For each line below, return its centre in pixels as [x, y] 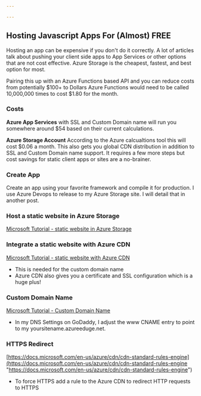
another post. [23, 201]
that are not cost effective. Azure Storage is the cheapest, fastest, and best [99, 63]
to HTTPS [27, 388]
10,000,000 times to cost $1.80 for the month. [62, 93]
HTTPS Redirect [30, 344]
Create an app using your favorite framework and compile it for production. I [100, 188]
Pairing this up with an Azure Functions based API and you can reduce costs [100, 81]
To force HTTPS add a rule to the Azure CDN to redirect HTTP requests [103, 382]
